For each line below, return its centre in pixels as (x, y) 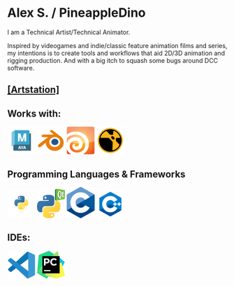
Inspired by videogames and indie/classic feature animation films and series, (117, 45)
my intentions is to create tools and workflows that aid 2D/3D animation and (116, 53)
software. (21, 68)
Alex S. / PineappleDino (76, 13)
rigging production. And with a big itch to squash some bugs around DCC (113, 60)
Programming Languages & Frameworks (96, 174)
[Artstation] (34, 90)
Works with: (34, 113)
